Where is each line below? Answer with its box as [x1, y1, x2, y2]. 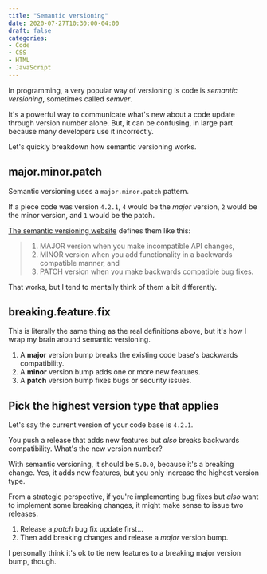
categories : [8, 34, 48, 42]
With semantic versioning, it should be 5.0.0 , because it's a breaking [8, 460, 234, 469]
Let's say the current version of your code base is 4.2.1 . [8, 420, 194, 430]
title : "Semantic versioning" [8, 11, 109, 20]
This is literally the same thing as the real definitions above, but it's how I [8, 327, 247, 336]
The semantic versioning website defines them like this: [8, 225, 191, 236]
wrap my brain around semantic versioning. [8, 335, 151, 344]
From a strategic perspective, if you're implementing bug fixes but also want [8, 492, 259, 501]
